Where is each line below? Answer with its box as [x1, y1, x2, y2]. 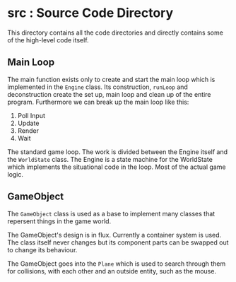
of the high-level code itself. [7, 35, 90, 44]
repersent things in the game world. [7, 217, 112, 225]
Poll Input [17, 111, 46, 119]
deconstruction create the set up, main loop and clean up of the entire [7, 90, 211, 98]
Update [17, 119, 40, 127]
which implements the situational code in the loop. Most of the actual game [7, 163, 226, 171]
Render [17, 126, 40, 135]
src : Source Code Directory [7, 5, 174, 21]
